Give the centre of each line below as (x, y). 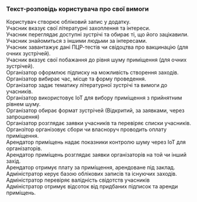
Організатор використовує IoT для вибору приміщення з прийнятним (94, 98)
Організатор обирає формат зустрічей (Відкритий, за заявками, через (95, 111)
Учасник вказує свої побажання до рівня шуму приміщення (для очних (96, 60)
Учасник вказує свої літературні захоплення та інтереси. (78, 28)
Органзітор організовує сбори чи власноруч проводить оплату (86, 129)
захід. (13, 161)
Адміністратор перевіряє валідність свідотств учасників (78, 180)
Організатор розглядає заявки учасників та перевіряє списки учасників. (99, 123)
